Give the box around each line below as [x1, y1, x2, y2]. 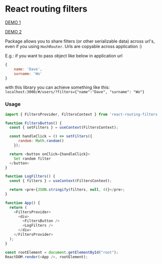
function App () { [5, 200, 40, 205]
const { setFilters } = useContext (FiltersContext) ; [9, 125, 119, 130]
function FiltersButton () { [5, 120, 62, 126]
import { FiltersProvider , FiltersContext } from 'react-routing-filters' [5, 112, 160, 117]
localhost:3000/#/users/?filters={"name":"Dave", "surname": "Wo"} [5, 90, 145, 95]
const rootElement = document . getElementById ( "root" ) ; [5, 250, 119, 255]
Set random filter [14, 156, 51, 161]
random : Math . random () [18, 138, 64, 144]
